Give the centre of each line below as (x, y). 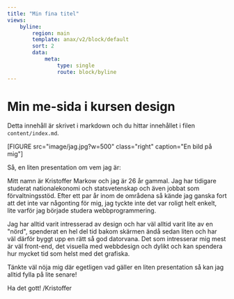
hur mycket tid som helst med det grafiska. (69, 254)
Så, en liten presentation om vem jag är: (64, 167)
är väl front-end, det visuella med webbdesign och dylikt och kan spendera (115, 246)
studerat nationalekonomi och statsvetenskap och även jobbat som (103, 188)
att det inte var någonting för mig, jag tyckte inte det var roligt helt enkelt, (112, 204)
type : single (76, 66)
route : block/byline (87, 72)
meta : (52, 59)
